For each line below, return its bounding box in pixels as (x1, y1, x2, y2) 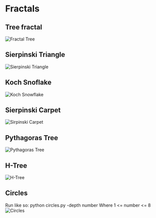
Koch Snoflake (5, 78, 51, 87)
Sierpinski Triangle (5, 50, 65, 59)
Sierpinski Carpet (5, 106, 61, 115)
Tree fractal (5, 23, 42, 31)
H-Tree (5, 161, 27, 170)
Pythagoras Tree (5, 133, 58, 142)
